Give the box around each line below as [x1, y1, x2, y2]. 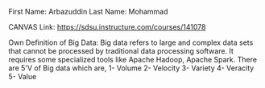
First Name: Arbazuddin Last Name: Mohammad [8, 7, 168, 16]
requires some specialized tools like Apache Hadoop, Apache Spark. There [8, 55, 258, 64]
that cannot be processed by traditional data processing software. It [8, 46, 234, 55]
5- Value [8, 72, 37, 81]
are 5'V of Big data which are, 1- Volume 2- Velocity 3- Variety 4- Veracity [8, 63, 255, 73]
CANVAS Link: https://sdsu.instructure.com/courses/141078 [8, 22, 206, 31]
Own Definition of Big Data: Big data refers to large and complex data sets [8, 38, 254, 47]
